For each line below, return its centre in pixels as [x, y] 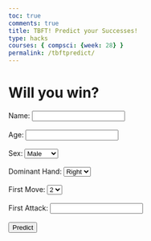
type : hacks [28, 38]
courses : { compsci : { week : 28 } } [66, 46]
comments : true [34, 23]
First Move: [27, 189]
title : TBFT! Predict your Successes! [73, 31]
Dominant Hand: [35, 171]
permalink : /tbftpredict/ [51, 53]
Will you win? [54, 93]
